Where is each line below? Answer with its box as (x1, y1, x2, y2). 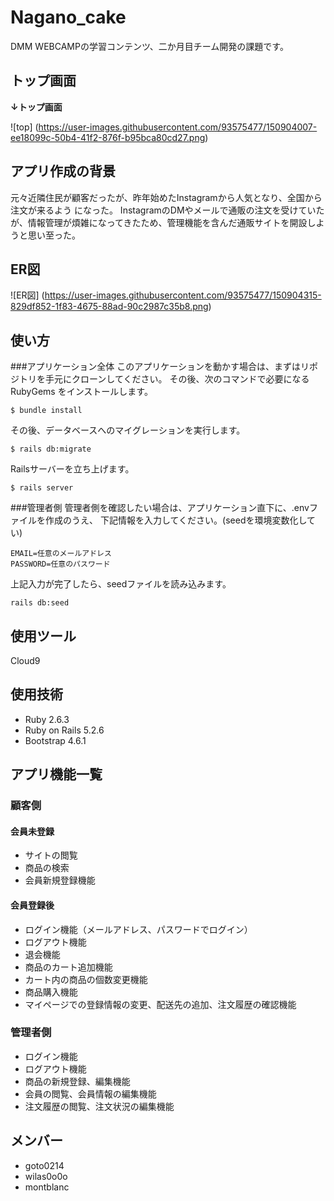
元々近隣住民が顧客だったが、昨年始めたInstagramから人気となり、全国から (10, 191, 323, 203)
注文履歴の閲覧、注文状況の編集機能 (24, 1100, 175, 1112)
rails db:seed (10, 598, 70, 608)
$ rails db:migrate (10, 444, 92, 455)
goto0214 (24, 1159, 65, 1171)
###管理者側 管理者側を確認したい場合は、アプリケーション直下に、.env (10, 502, 310, 514)
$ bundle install (10, 406, 83, 416)
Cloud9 (10, 655, 41, 666)
